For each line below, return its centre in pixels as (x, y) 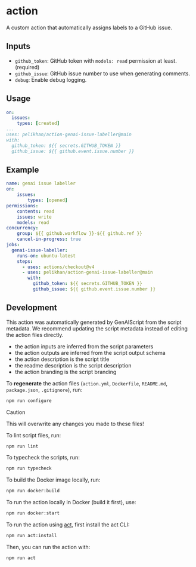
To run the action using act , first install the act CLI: (68, 525)
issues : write (34, 217)
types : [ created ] (38, 124)
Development (32, 308)
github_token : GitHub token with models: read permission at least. (96, 60)
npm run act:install (32, 536)
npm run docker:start (33, 513)
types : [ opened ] (48, 200)
